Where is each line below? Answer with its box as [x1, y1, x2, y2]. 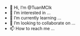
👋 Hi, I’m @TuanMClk [9, 5, 52, 10]
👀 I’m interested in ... [9, 10, 51, 16]
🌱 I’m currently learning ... [9, 15, 62, 20]
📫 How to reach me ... [9, 26, 55, 31]
